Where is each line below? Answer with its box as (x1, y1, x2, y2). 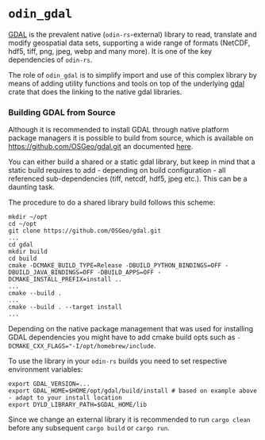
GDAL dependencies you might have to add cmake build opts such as (8, 332, 236, 342)
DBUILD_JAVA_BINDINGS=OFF (8, 269, 94, 277)
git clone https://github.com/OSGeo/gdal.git (8, 227, 161, 235)
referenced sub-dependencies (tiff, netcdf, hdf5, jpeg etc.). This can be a (8, 174, 248, 184)
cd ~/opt (8, 220, 37, 228)
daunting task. (8, 182, 56, 192)
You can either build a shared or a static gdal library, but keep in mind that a (8, 157, 255, 166)
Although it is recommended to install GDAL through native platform (8, 125, 229, 135)
